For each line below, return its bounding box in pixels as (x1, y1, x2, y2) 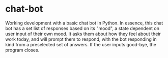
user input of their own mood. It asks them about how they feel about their (5, 31, 161, 37)
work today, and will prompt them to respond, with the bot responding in (5, 36, 157, 42)
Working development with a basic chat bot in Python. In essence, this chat (5, 20, 163, 26)
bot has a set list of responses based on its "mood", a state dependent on (5, 25, 159, 31)
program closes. (5, 47, 40, 53)
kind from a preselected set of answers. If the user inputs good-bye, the (5, 41, 157, 47)
